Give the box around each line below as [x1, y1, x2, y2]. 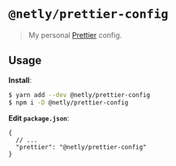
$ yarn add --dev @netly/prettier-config [8, 91, 151, 99]
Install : [8, 75, 32, 85]
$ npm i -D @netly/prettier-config [8, 98, 129, 107]
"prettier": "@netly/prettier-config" [15, 143, 148, 151]
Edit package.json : [8, 113, 70, 123]
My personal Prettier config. [28, 30, 122, 40]
